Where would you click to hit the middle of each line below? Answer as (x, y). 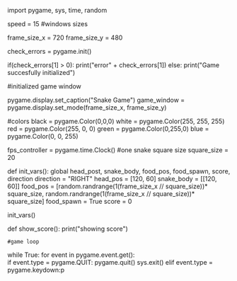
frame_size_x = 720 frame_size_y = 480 (65, 38)
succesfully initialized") (41, 73)
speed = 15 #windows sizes (48, 24)
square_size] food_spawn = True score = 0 (70, 201)
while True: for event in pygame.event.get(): (71, 255)
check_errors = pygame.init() (50, 51)
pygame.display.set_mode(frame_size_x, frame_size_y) (87, 108)
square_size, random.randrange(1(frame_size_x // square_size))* (101, 194)
